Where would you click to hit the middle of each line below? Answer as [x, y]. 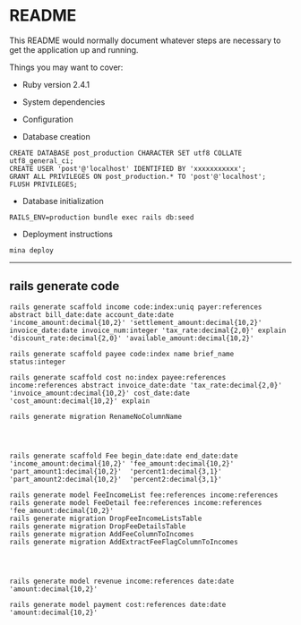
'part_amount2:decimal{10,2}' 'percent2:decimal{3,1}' [116, 479]
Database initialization [63, 201]
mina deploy [31, 250]
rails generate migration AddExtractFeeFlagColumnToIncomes [124, 542]
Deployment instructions [68, 234]
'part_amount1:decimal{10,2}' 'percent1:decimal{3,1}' [116, 471]
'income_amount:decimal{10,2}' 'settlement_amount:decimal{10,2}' [136, 322]
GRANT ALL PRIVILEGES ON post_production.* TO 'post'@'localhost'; [138, 176]
